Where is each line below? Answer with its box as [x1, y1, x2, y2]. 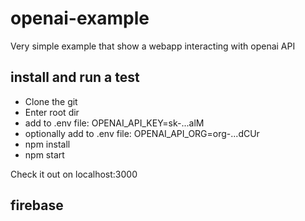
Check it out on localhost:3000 [10, 168, 138, 180]
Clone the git [24, 95, 78, 107]
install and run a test [10, 69, 140, 86]
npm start [24, 148, 65, 161]
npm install [24, 138, 71, 150]
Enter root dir [24, 106, 80, 118]
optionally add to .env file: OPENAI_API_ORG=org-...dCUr [24, 127, 260, 139]
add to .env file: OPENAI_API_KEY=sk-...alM [24, 117, 205, 129]
